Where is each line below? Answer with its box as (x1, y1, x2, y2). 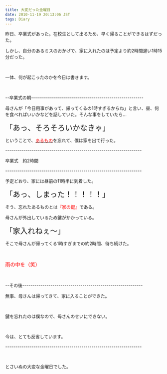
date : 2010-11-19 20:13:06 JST (5, 12, 70, 17)
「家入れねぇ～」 (5, 226, 65, 236)
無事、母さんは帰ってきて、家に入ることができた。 (5, 293, 110, 299)
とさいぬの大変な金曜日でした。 (5, 363, 71, 370)
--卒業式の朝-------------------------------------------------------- (5, 94, 144, 100)
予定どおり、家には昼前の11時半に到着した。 (5, 178, 96, 184)
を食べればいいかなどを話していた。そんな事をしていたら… (5, 111, 127, 117)
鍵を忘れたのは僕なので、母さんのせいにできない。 (5, 313, 110, 319)
